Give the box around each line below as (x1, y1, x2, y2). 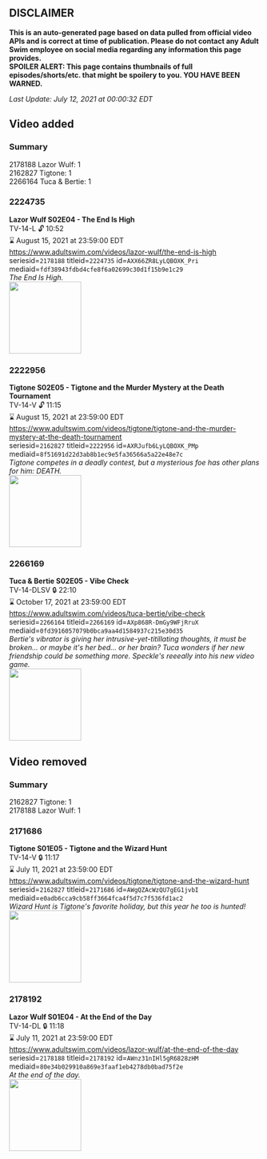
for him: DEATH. (9, 466, 62, 476)
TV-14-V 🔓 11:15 (9, 400, 62, 410)
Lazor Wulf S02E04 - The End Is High (9, 214, 135, 224)
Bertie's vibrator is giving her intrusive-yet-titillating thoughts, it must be (9, 634, 247, 644)
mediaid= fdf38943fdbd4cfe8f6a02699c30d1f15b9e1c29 (9, 264, 183, 274)
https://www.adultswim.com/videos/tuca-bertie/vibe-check (9, 609, 205, 618)
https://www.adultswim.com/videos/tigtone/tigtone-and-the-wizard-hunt (9, 876, 250, 886)
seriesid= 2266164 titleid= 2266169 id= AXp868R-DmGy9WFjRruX (9, 617, 199, 627)
